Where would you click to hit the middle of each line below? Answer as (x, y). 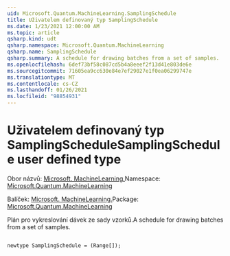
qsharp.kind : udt (32, 39)
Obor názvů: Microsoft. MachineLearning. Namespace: (84, 178)
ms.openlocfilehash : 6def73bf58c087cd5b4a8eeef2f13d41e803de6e (100, 65)
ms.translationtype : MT (41, 77)
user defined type (69, 160)
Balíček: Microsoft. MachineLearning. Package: (73, 199)
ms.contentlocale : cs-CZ (43, 84)
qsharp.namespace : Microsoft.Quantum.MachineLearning (86, 45)
